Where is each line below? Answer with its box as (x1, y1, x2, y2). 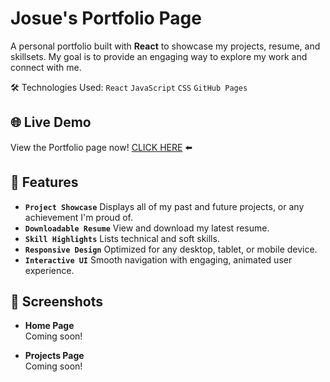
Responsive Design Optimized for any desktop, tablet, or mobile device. (24, 243, 318, 255)
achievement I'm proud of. (24, 211, 133, 223)
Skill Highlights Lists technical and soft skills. (24, 232, 220, 244)
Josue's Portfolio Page (10, 7, 202, 30)
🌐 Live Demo (10, 114, 92, 131)
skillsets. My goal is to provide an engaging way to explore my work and (10, 50, 308, 62)
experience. (24, 264, 75, 276)
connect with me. (10, 61, 82, 73)
